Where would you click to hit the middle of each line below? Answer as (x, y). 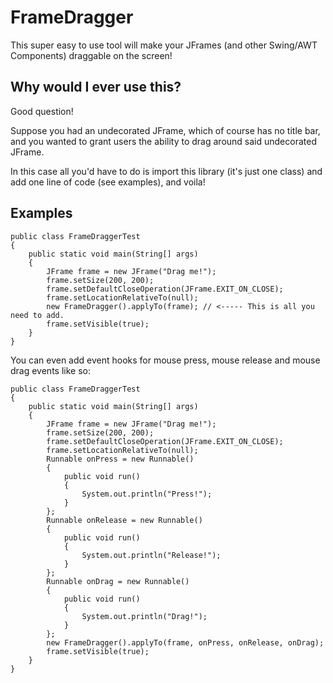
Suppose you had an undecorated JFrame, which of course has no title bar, (165, 130)
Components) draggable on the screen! (91, 55)
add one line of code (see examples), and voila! (108, 182)
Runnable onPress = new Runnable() (120, 459)
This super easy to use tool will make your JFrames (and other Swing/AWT (164, 45)
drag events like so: (50, 370)
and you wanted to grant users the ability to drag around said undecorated (163, 141)
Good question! (42, 111)
